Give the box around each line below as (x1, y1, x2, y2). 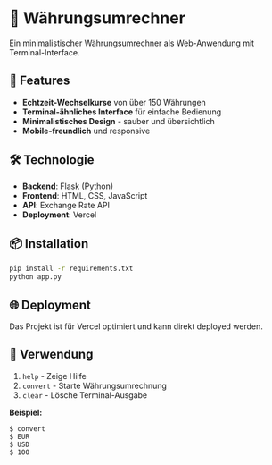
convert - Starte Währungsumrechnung (21, 380, 168, 391)
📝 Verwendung (9, 347, 94, 362)
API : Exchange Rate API (21, 199, 110, 210)
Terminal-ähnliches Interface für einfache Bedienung (21, 106, 221, 117)
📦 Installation (9, 236, 89, 251)
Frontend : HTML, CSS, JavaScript (21, 190, 148, 200)
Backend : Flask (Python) (21, 181, 114, 191)
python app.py (9, 273, 62, 282)
